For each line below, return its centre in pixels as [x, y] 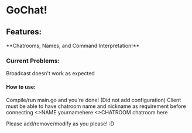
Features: [24, 32]
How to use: [21, 87]
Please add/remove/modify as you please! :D [60, 124]
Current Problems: [33, 61]
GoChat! [27, 10]
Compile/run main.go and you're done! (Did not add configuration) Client [94, 100]
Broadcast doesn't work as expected [50, 73]
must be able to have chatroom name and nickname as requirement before [96, 106]
